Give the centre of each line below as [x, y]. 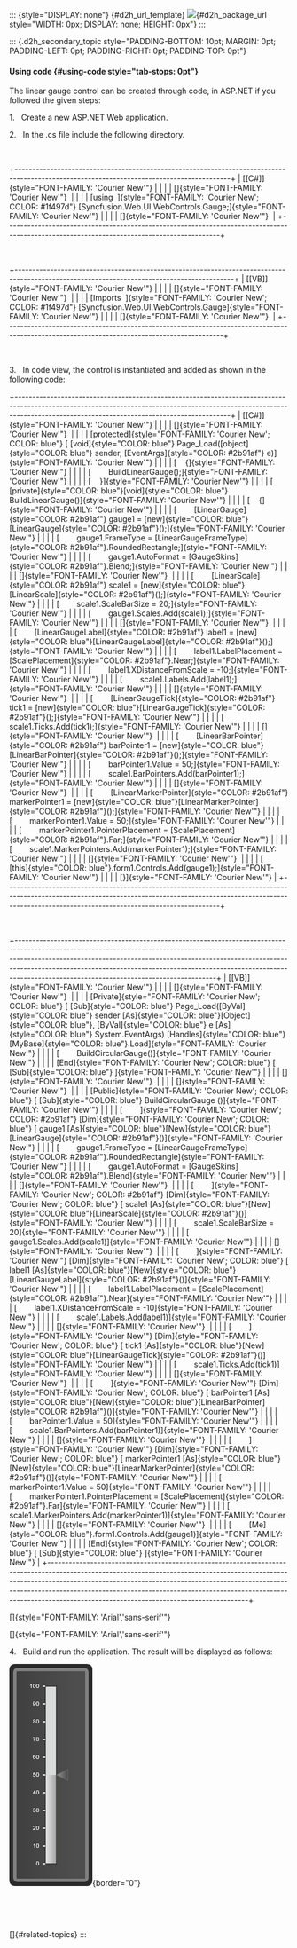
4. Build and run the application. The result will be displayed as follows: [141, 1652]
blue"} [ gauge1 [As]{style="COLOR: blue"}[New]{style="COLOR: [128, 1129]
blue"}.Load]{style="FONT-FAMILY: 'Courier [186, 1044]
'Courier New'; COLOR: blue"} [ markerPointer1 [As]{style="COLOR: [133, 1459]
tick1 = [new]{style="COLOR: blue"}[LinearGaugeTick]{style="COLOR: [137, 708]
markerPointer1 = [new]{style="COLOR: [81, 802]
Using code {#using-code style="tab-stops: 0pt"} [104, 71]
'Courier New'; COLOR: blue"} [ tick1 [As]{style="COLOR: [113, 1345]
